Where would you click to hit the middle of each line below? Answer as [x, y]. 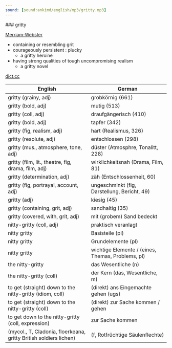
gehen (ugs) [106, 294]
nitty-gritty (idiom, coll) [36, 294]
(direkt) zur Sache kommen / [125, 302]
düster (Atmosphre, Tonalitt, [125, 147]
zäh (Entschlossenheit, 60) [123, 177]
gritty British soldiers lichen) [42, 338]
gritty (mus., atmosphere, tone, [45, 147]
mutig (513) [105, 105]
